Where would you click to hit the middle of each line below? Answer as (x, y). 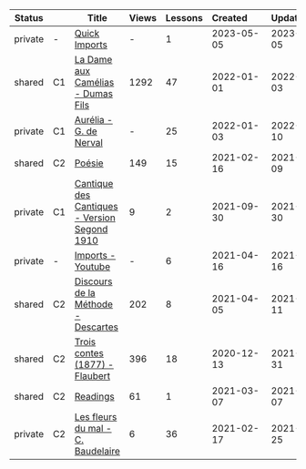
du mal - (93, 428)
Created (229, 18)
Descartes (96, 327)
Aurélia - (94, 120)
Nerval (88, 143)
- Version (95, 218)
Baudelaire (97, 451)
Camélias (94, 82)
